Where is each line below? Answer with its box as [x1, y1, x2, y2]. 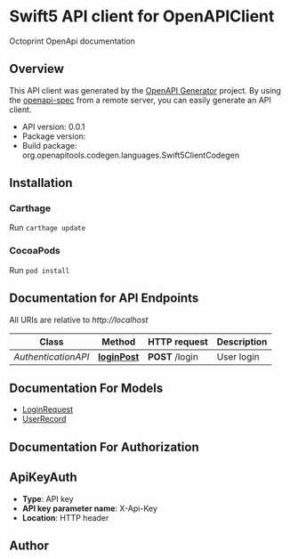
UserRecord [21, 414, 67, 425]
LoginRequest [21, 404, 74, 415]
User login [216, 350, 260, 362]
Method [101, 336, 136, 348]
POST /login [148, 350, 198, 362]
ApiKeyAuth [9, 470, 77, 485]
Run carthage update [9, 223, 86, 233]
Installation [9, 175, 73, 190]
